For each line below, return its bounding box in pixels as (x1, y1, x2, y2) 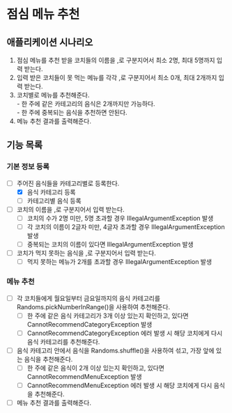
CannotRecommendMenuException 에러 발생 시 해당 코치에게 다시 (26, 381, 212, 389)
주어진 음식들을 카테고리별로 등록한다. (16, 179, 120, 187)
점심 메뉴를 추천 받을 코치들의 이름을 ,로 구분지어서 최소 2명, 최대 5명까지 (16, 56, 215, 64)
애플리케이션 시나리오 (6, 36, 93, 48)
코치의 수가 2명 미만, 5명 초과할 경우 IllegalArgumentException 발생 (26, 214, 214, 222)
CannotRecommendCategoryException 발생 (26, 320, 153, 328)
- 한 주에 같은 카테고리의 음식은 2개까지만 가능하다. (16, 100, 155, 108)
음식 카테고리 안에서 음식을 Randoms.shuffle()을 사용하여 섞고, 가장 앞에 (16, 346, 215, 354)
